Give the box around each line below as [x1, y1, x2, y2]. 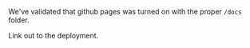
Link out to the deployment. [8, 31, 99, 40]
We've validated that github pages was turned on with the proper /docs [8, 7, 242, 16]
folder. [8, 15, 30, 25]
